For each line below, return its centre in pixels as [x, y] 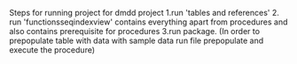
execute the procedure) [52, 50]
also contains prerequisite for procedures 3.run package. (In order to [134, 31]
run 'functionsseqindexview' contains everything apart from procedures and [148, 22]
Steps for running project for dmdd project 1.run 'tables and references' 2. [144, 13]
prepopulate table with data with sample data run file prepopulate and [137, 40]
